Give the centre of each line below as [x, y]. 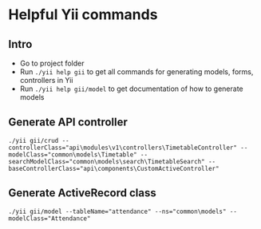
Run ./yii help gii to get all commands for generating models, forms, [136, 72]
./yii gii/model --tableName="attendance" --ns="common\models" [117, 211]
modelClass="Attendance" [49, 218]
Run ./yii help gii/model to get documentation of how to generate [131, 89]
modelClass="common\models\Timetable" [73, 154]
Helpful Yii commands [83, 15]
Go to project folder [52, 63]
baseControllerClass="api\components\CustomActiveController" [114, 168]
